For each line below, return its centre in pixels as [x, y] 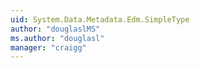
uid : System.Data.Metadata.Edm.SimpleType [100, 19]
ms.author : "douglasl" [57, 38]
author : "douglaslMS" [55, 29]
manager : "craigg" [48, 47]
